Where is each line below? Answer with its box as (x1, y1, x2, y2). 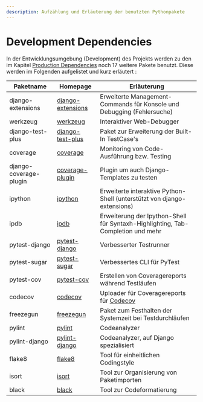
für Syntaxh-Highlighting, (100, 219, 173, 227)
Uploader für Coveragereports (100, 288, 186, 297)
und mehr (134, 227, 162, 235)
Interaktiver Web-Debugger (100, 117, 179, 126)
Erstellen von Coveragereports (100, 271, 187, 280)
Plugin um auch (100, 166, 144, 174)
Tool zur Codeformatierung (100, 385, 177, 394)
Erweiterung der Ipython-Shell (100, 212, 187, 220)
